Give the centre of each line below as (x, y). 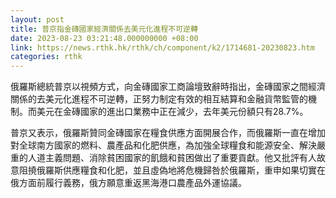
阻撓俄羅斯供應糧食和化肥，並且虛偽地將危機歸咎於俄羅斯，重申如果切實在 (172, 170)
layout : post (37, 19)
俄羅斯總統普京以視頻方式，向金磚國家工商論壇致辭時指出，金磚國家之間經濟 (168, 87)
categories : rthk (46, 57)
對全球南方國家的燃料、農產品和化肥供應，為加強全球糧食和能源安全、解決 (163, 145)
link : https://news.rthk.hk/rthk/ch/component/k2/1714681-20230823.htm (162, 47)
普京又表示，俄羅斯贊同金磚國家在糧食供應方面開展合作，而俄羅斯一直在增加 (168, 133)
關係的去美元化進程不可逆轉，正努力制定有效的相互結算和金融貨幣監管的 (159, 99)
